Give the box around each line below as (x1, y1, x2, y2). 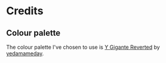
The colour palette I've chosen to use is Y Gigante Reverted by (6, 43, 160, 51)
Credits (6, 4, 44, 18)
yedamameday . (6, 50, 44, 57)
